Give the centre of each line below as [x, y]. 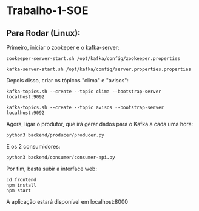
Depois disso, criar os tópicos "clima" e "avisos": [68, 80]
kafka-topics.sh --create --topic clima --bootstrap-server [84, 92]
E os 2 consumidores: [33, 146]
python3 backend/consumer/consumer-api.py [61, 158]
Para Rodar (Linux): [43, 33]
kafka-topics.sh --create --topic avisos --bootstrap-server [85, 107]
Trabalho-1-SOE [47, 11]
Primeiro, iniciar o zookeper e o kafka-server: [63, 47]
